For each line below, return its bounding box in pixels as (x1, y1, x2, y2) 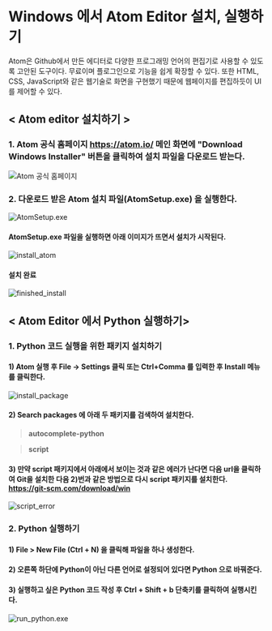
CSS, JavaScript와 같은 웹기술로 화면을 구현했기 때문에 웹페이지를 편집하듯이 (8, 76, 253, 86)
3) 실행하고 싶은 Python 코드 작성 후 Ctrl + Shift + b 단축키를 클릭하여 (8, 585, 229, 595)
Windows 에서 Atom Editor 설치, (8, 7, 221, 26)
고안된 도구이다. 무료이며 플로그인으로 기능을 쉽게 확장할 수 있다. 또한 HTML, (16, 66, 259, 75)
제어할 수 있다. (16, 86, 63, 96)
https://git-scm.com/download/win (8, 483, 131, 493)
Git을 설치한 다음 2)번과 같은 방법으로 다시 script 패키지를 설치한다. (16, 474, 228, 483)
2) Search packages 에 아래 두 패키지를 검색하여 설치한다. (8, 410, 194, 420)
